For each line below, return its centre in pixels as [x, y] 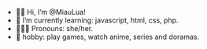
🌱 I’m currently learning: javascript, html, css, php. [97, 20]
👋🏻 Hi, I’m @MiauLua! [50, 12]
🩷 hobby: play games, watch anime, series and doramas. [107, 37]
